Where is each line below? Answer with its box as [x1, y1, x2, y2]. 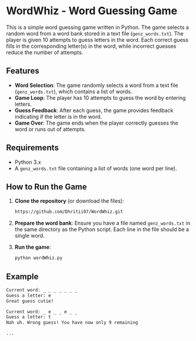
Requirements [6, 143, 59, 153]
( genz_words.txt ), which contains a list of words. [14, 87, 132, 95]
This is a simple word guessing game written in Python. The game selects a [6, 24, 190, 31]
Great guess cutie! [6, 298, 54, 304]
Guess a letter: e [6, 293, 51, 298]
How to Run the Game [6, 181, 87, 191]
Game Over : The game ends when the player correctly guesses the [14, 119, 178, 126]
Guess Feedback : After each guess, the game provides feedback [14, 106, 174, 113]
